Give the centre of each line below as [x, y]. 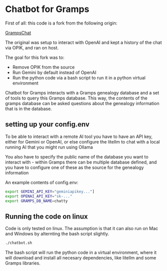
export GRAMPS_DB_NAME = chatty [37, 201]
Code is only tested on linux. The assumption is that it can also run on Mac [82, 228]
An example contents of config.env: [42, 182]
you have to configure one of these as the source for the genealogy [75, 167]
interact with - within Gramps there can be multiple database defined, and [81, 162]
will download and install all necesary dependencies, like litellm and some [81, 258]
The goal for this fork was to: [35, 57]
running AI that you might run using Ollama [49, 147]
